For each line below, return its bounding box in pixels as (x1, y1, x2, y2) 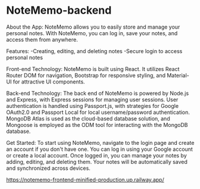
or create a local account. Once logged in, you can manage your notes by (6, 151, 187, 159)
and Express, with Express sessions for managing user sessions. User (6, 96, 179, 103)
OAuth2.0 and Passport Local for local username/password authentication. (6, 109, 190, 116)
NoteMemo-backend (6, 4, 112, 17)
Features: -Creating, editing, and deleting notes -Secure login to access (6, 47, 183, 54)
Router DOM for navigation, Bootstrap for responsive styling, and (6, 72, 166, 79)
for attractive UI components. (13, 78, 85, 85)
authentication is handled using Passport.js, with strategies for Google (6, 102, 179, 109)
